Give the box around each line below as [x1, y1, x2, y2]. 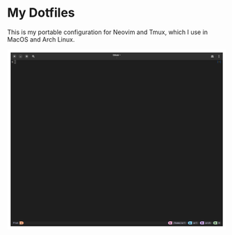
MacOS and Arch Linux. [7, 35, 75, 43]
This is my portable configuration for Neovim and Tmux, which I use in [7, 28, 208, 36]
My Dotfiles [7, 5, 75, 21]
